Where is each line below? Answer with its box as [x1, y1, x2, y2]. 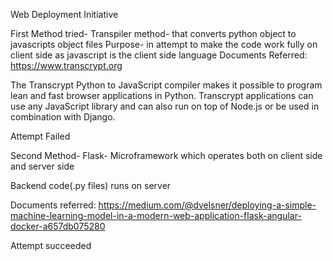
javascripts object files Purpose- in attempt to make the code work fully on [10, 39, 318, 50]
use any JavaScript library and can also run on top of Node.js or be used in [10, 100, 320, 112]
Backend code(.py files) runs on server [10, 180, 172, 191]
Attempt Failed [10, 130, 71, 142]
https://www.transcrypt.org [10, 60, 123, 71]
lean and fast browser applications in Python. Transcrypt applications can [10, 90, 314, 101]
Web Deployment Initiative [10, 9, 119, 20]
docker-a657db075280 [10, 220, 106, 232]
